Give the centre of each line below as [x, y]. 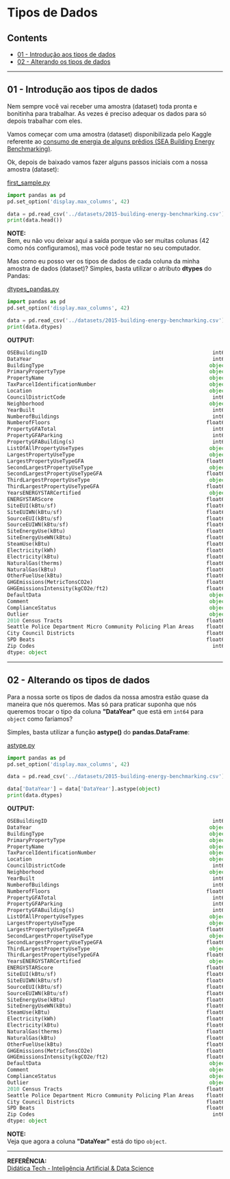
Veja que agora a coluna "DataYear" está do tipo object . [87, 1141]
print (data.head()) [35, 220]
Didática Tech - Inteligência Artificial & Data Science [80, 1168]
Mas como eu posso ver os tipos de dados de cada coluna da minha [103, 261]
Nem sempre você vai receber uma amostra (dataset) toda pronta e [102, 106]
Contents [27, 38]
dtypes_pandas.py [33, 289]
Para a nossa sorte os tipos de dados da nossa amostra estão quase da [108, 697]
